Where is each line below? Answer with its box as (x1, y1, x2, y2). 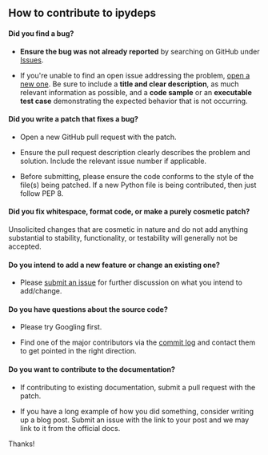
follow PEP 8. (19, 188, 64, 198)
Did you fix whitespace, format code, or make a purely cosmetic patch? (8, 207, 250, 217)
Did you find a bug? (8, 28, 74, 38)
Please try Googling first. (19, 322, 102, 332)
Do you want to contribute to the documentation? (8, 365, 176, 374)
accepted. (8, 241, 42, 251)
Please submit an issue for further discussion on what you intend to (19, 277, 242, 287)
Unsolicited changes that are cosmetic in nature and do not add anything (8, 225, 249, 234)
